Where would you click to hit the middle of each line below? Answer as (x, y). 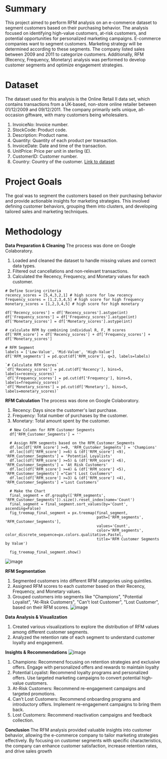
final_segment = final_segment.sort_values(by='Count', (69, 504)
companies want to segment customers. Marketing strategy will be (74, 43)
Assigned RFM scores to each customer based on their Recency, (79, 586)
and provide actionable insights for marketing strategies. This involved (77, 201)
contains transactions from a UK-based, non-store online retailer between (81, 104)
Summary (26, 9)
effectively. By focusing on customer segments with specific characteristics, (83, 740)
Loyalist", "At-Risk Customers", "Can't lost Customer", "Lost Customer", (86, 602)
